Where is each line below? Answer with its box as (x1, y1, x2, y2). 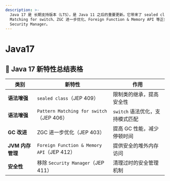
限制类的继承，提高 (113, 91, 159, 98)
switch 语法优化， (113, 108, 155, 115)
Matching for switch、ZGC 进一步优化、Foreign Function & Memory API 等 (10, 17, 160, 22)
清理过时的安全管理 (113, 159, 159, 166)
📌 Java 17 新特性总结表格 (5, 64, 83, 74)
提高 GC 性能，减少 (113, 125, 159, 132)
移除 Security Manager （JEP (37, 159, 105, 166)
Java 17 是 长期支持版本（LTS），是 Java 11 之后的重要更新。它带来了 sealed (10, 12, 158, 17)
